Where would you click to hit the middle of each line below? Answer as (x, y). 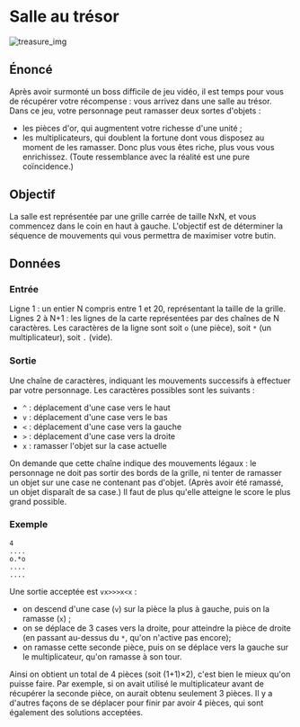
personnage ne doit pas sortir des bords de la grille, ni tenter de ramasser (146, 472)
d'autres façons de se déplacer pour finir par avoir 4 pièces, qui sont (137, 703)
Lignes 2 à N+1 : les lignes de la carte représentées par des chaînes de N (145, 319)
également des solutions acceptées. (76, 712)
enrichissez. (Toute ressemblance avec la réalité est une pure (136, 157)
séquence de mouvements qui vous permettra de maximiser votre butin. (143, 235)
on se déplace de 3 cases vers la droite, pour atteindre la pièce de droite (157, 628)
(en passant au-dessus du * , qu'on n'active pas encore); (127, 637)
